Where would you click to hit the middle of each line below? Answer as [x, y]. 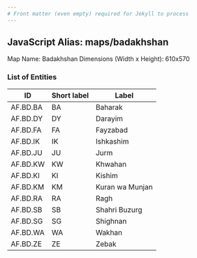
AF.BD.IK [25, 141]
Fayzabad [111, 130]
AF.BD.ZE [26, 244]
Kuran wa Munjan [124, 186]
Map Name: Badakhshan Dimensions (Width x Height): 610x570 [98, 59]
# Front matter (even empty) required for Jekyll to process [98, 14]
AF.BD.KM [28, 186]
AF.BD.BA [27, 107]
